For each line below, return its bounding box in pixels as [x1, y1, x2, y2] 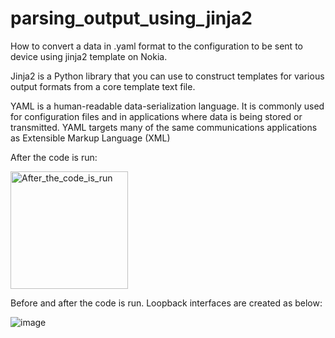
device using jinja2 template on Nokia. [10, 50, 168, 62]
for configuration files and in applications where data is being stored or [10, 110, 303, 122]
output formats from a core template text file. [10, 80, 196, 92]
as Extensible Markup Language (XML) [10, 132, 171, 144]
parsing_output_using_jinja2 [10, 7, 253, 30]
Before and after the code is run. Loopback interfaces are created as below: [10, 297, 323, 309]
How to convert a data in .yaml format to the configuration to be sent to [10, 40, 303, 52]
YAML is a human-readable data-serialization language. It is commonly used [10, 100, 325, 112]
